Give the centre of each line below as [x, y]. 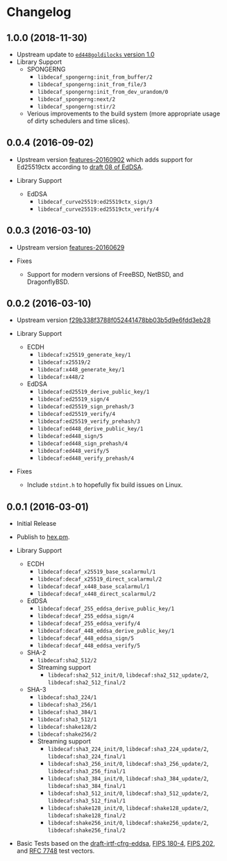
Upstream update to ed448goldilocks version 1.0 [85, 54]
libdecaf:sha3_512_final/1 [87, 801]
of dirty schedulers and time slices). [78, 121]
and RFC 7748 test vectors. [56, 851]
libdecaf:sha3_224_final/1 [87, 757]
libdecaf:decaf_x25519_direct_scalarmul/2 [100, 579]
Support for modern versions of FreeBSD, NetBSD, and [105, 274]
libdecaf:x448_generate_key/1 [81, 370]
